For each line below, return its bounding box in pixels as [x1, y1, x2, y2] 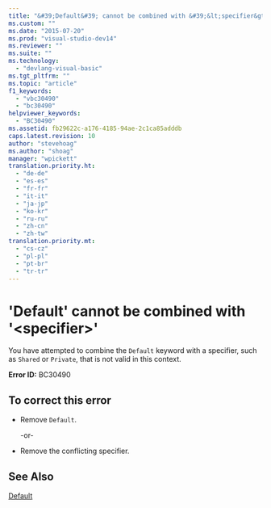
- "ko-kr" [15, 207, 48, 215]
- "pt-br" [15, 259, 48, 267]
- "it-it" [15, 191, 48, 200]
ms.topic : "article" [8, 79, 78, 87]
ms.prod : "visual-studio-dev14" [8, 34, 117, 43]
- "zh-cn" [15, 222, 48, 230]
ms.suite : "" [8, 49, 52, 57]
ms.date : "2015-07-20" [8, 27, 85, 35]
